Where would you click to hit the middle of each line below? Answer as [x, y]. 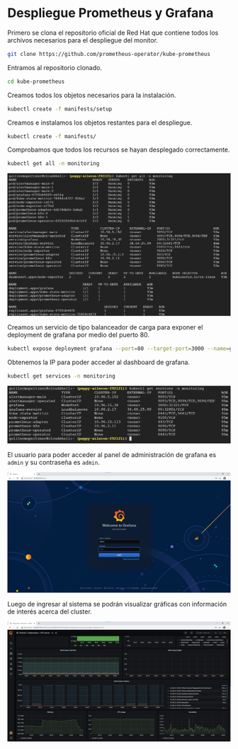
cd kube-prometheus [36, 81]
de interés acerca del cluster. [50, 612]
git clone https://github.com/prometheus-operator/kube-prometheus [109, 54]
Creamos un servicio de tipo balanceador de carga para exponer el [105, 327]
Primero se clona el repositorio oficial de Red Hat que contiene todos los [113, 33]
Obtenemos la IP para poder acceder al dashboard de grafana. [98, 362]
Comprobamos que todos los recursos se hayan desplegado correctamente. [119, 150]
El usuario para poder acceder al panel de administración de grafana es [112, 455]
